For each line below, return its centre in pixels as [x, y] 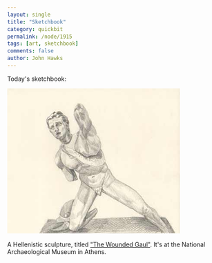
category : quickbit [35, 29]
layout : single [29, 14]
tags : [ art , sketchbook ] [43, 44]
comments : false [30, 51]
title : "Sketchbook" [37, 22]
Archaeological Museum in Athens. [57, 251]
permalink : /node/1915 [40, 37]
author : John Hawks [35, 59]
